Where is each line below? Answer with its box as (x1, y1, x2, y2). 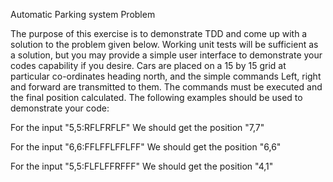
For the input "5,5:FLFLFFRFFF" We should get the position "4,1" (10, 160, 274, 172)
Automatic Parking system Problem (10, 9, 156, 20)
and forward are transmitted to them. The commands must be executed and (10, 81, 323, 93)
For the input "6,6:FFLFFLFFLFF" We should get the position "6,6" (10, 141, 282, 153)
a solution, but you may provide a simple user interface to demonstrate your (10, 49, 323, 61)
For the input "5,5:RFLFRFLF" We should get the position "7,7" (10, 122, 265, 133)
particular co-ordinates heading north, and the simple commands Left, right (10, 70, 322, 82)
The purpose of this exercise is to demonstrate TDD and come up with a (10, 28, 308, 39)
